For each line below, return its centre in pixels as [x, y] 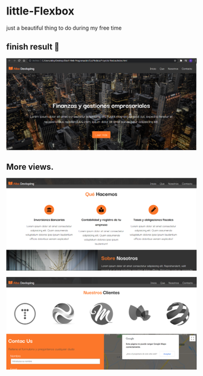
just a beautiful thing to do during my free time [64, 28]
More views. [30, 167]
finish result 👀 [33, 47]
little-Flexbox [40, 11]
